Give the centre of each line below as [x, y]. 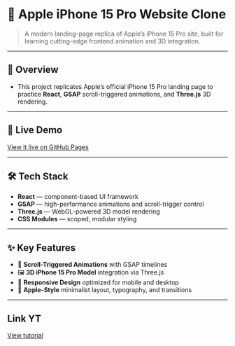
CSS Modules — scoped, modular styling [77, 219]
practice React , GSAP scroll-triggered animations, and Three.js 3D [114, 94]
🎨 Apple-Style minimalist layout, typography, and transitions [105, 290]
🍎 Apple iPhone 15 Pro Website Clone [117, 14]
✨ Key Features [41, 248]
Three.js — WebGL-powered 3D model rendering [89, 212]
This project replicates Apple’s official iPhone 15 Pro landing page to [115, 86]
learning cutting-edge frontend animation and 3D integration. [112, 41]
